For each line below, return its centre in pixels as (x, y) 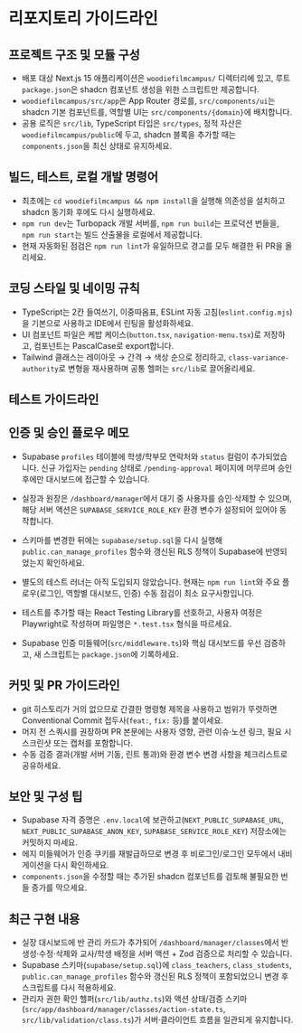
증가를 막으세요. (59, 887)
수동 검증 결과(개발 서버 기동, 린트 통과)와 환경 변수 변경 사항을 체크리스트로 (155, 754)
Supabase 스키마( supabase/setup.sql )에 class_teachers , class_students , (156, 965)
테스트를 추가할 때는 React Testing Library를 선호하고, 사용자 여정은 (142, 612)
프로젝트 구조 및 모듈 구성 (75, 55)
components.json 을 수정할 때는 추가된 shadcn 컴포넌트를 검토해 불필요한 (150, 877)
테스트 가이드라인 (54, 400)
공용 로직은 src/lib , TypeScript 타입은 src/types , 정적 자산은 (132, 123)
